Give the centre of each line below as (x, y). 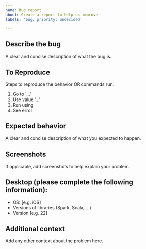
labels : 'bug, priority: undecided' (44, 19)
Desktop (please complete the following (69, 182)
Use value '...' (27, 99)
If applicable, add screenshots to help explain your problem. (68, 166)
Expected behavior (36, 126)
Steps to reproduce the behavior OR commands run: (60, 84)
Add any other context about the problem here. (54, 241)
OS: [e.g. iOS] (27, 202)
